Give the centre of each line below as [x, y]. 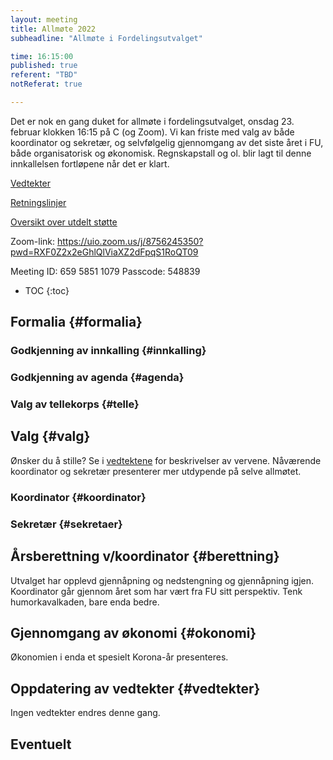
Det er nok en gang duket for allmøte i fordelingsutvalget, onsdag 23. [152, 121]
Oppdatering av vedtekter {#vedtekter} [135, 688]
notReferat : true [46, 84]
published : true [44, 66]
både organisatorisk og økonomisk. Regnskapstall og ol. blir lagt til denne [161, 153]
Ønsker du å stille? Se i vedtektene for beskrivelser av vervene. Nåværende [166, 460]
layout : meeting [44, 19]
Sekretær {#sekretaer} [66, 524]
